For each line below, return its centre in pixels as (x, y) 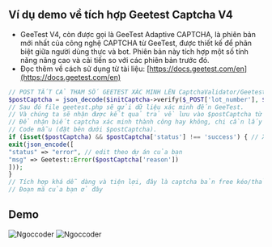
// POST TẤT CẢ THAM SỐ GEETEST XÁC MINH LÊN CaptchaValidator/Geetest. (139, 92)
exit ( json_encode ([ (41, 144)
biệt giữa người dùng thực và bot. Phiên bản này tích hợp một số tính (134, 51)
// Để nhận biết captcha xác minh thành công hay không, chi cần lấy (136, 122)
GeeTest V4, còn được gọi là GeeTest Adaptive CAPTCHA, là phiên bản (138, 34)
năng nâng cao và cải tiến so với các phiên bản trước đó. (115, 60)
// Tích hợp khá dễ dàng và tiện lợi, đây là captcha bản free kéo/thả (137, 182)
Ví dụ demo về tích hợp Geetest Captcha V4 (121, 15)
